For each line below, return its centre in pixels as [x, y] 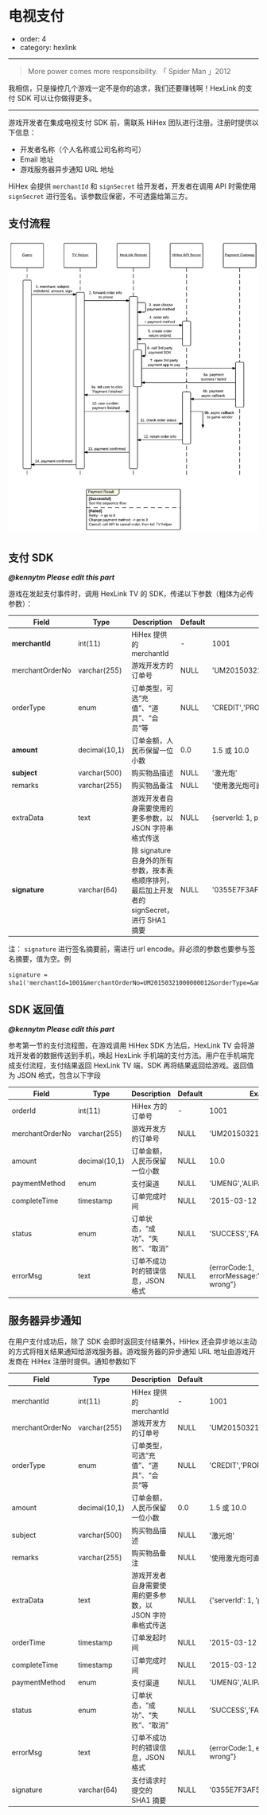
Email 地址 [37, 159]
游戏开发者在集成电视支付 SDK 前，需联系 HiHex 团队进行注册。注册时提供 [130, 122]
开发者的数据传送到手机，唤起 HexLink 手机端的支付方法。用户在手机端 [131, 1056]
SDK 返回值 [36, 1009]
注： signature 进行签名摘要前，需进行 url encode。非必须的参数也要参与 [128, 949]
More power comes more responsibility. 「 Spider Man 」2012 [129, 71]
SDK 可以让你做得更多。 [57, 98]
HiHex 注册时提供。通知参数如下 [83, 1361]
